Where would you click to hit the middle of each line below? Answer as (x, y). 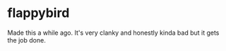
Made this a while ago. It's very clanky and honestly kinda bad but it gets (113, 33)
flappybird (38, 13)
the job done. (26, 40)
